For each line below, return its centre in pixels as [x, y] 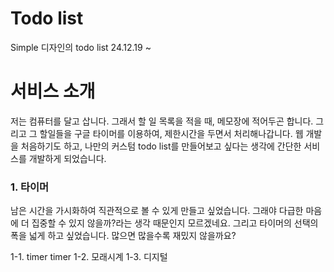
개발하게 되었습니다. [67, 158]
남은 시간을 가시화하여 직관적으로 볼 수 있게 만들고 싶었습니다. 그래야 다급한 [157, 211]
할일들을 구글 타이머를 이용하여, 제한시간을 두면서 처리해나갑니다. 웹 [171, 133]
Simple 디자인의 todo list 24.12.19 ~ [81, 47]
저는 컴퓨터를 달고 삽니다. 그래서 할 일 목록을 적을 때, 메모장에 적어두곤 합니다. [162, 121]
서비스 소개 [53, 91]
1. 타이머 [30, 187]
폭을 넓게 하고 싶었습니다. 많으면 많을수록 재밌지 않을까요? [123, 236]
